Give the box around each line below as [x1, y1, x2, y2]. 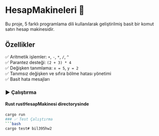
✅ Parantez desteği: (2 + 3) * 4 [5, 59, 72, 65]
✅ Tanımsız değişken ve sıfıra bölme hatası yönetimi [5, 70, 111, 76]
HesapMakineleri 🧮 [5, 4, 85, 16]
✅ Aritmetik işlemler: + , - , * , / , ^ [5, 54, 69, 60]
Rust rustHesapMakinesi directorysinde [5, 101, 89, 107]
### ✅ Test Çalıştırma [5, 117, 53, 122]
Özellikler [5, 41, 36, 49]
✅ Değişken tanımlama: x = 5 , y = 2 [5, 65, 79, 71]
